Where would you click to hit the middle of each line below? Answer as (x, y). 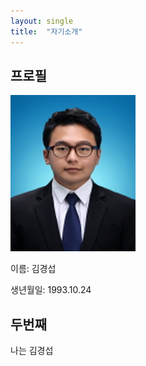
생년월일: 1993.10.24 (51, 290)
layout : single (42, 21)
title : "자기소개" (46, 31)
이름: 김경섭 (33, 269)
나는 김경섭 (32, 351)
